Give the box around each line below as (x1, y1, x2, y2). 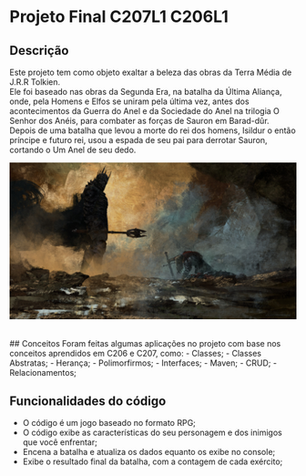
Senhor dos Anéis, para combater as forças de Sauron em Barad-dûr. (9, 116, 270, 126)
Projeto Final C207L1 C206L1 (9, 6, 229, 27)
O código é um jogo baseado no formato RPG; (22, 418, 196, 429)
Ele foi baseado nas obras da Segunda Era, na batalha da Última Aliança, (9, 87, 282, 97)
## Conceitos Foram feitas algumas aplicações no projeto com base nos (9, 337, 281, 348)
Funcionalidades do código (9, 394, 167, 409)
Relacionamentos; (9, 367, 77, 378)
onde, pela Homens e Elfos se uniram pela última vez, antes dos (9, 96, 250, 107)
